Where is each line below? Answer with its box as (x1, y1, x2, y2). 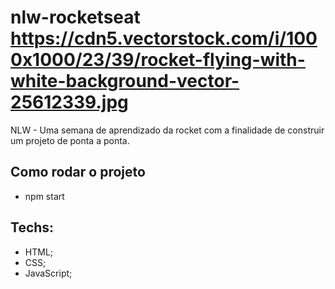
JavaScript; (24, 267, 73, 279)
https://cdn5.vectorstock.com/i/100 (10, 27, 318, 50)
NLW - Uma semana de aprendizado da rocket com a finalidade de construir (10, 124, 325, 136)
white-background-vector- (10, 70, 240, 93)
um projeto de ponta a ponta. (10, 134, 130, 146)
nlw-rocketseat (10, 6, 141, 29)
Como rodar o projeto (10, 164, 146, 181)
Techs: (10, 219, 55, 236)
